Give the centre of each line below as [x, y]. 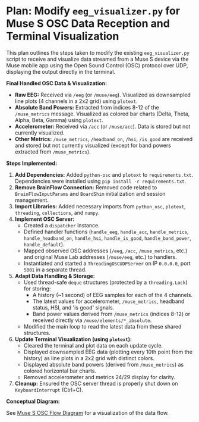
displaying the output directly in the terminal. [61, 71]
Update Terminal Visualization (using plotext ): [73, 339]
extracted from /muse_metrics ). [53, 151]
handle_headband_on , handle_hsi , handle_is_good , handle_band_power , [107, 238]
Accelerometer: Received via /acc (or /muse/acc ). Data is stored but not [102, 126]
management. [32, 200]
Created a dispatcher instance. [61, 225]
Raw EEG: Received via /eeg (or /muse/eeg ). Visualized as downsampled [103, 95]
